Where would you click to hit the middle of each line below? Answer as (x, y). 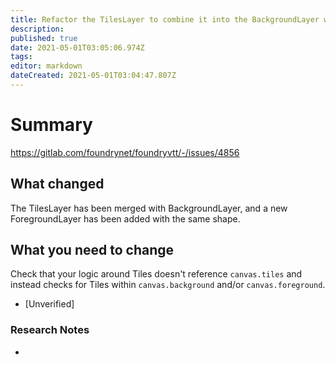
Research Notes (50, 330)
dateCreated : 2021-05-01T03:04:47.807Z (93, 76)
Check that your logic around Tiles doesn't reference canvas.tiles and (156, 274)
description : (37, 29)
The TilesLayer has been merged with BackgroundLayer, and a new (149, 208)
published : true (44, 38)
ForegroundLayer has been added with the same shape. (125, 218)
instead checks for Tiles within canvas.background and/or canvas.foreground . (168, 285)
